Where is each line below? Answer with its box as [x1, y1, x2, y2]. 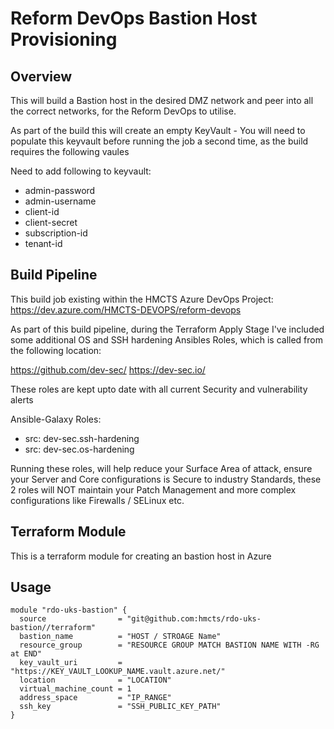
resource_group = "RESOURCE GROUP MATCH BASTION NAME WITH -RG [19, 640, 320, 651]
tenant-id [24, 238, 63, 249]
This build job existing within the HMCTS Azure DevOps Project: [10, 293, 274, 305]
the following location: [10, 344, 102, 356]
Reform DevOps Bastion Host [10, 7, 258, 30]
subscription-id [24, 227, 88, 239]
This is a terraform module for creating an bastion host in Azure [10, 550, 272, 562]
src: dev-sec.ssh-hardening [24, 432, 140, 444]
